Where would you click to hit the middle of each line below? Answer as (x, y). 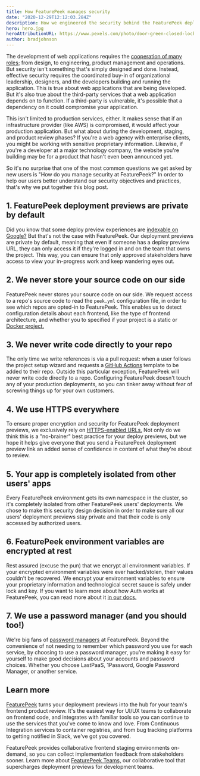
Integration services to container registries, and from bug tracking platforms (99, 730)
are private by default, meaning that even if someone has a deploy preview (98, 242)
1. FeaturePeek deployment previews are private (97, 206)
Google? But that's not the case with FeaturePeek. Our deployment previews (100, 235)
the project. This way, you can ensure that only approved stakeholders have (99, 254)
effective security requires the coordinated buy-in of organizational (88, 75)
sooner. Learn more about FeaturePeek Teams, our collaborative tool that (96, 760)
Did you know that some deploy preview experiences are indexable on (92, 229)
